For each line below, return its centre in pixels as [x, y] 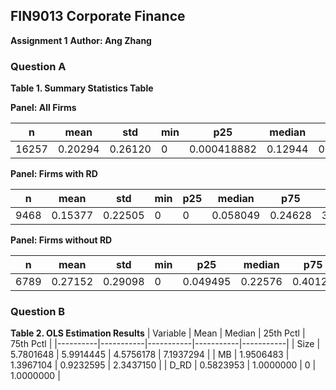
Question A [38, 66]
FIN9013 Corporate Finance [98, 16]
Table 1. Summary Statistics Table [82, 88]
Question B [38, 312]
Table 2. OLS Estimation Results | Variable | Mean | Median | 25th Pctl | [158, 333]
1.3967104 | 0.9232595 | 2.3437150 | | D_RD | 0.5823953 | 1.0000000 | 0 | [163, 365]
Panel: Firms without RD [61, 240]
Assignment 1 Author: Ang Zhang [81, 40]
